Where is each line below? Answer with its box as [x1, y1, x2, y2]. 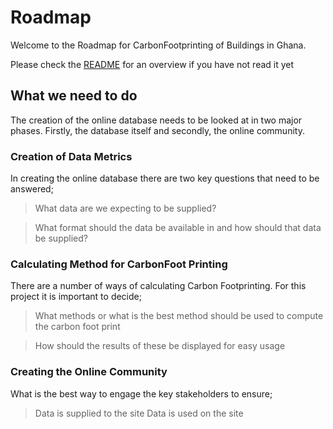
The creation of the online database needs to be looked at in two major [10, 114, 303, 126]
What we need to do [10, 87, 138, 105]
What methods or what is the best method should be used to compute [34, 310, 324, 322]
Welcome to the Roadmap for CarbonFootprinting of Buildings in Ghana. [10, 39, 307, 51]
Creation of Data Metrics [10, 149, 133, 163]
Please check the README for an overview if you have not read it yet [10, 58, 295, 70]
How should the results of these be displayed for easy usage [34, 340, 286, 352]
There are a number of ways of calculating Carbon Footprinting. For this [10, 280, 307, 292]
